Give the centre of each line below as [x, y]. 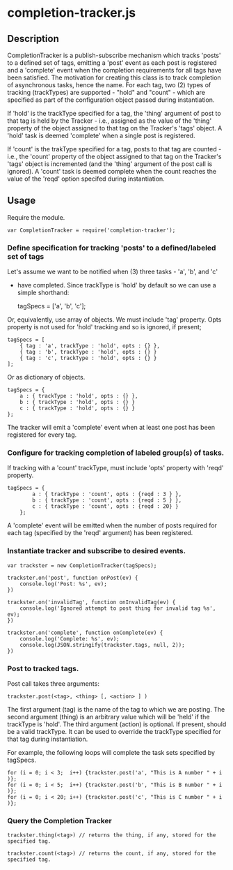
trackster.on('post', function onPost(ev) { [73, 578]
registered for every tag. [42, 435]
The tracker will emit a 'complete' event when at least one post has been [111, 428]
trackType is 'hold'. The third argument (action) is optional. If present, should [117, 724]
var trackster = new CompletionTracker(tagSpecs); [82, 565]
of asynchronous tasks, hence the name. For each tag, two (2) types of [109, 85]
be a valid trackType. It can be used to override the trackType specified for [114, 732]
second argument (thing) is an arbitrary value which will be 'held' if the [109, 717]
